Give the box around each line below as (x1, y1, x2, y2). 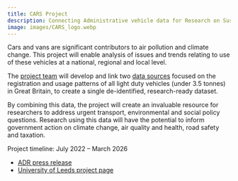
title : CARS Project (7, 10, 69, 18)
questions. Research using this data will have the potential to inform (7, 116, 205, 124)
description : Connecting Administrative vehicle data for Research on (7, 17, 220, 24)
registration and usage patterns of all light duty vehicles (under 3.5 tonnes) (7, 79, 226, 88)
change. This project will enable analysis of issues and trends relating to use (7, 50, 230, 59)
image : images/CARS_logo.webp (7, 23, 97, 31)
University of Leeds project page (17, 166, 114, 175)
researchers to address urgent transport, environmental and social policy (7, 108, 220, 117)
